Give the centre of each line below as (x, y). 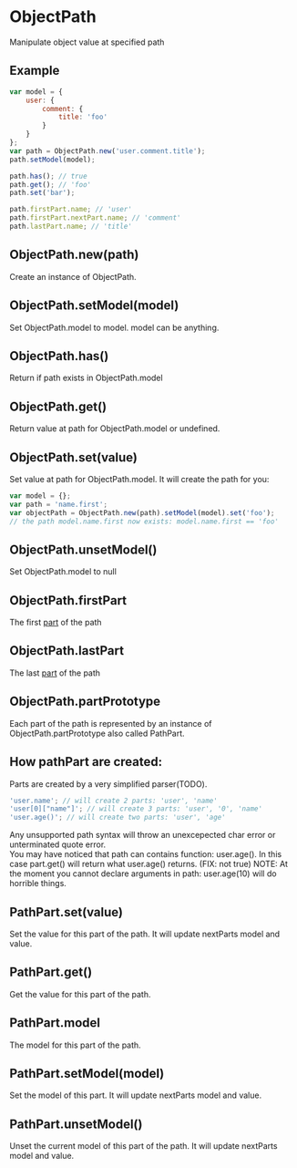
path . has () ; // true (49, 176)
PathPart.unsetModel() (76, 1124)
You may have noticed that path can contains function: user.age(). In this (146, 854)
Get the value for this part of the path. (80, 994)
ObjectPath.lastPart (67, 651)
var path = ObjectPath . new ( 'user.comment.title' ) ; (108, 151)
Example (35, 71)
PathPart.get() (51, 972)
